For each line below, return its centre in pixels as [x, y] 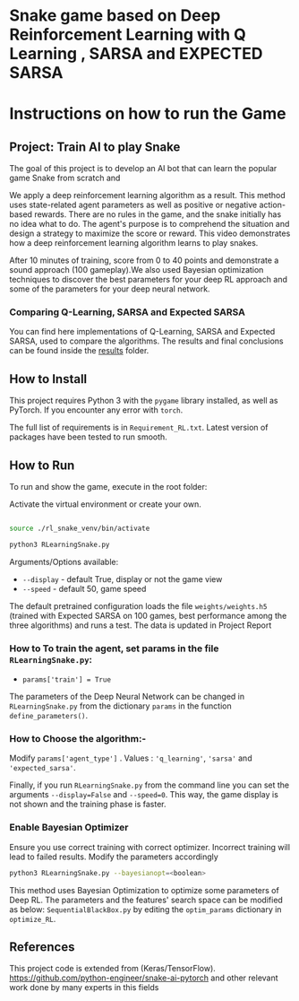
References [42, 947]
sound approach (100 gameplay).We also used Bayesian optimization [137, 270]
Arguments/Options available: [64, 561]
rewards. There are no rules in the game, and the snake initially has [158, 214]
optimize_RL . [33, 918]
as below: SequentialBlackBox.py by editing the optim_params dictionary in [145, 909]
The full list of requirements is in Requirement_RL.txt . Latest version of [139, 428]
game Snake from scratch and [65, 178]
